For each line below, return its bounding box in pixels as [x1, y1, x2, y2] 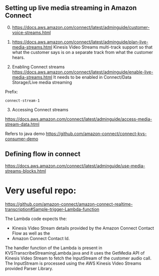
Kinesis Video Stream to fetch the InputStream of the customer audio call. [5, 255, 152, 261]
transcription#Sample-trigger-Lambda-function [5, 206, 100, 212]
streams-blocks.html [5, 168, 46, 174]
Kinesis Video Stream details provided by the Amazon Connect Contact [12, 225, 154, 231]
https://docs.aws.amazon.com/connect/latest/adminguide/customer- [12, 24, 150, 30]
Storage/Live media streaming [12, 79, 72, 85]
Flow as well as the [12, 230, 50, 236]
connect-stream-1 [5, 98, 40, 103]
